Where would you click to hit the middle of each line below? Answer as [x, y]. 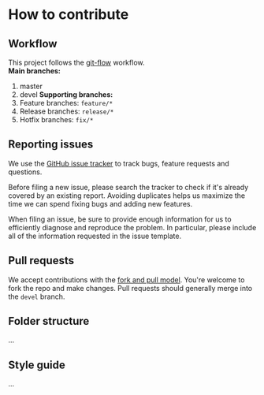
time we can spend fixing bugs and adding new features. [100, 203]
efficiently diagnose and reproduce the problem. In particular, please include [132, 227]
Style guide [37, 365]
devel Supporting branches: [66, 95]
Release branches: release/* [67, 111]
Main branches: [34, 71]
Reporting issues [51, 145]
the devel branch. [37, 296]
